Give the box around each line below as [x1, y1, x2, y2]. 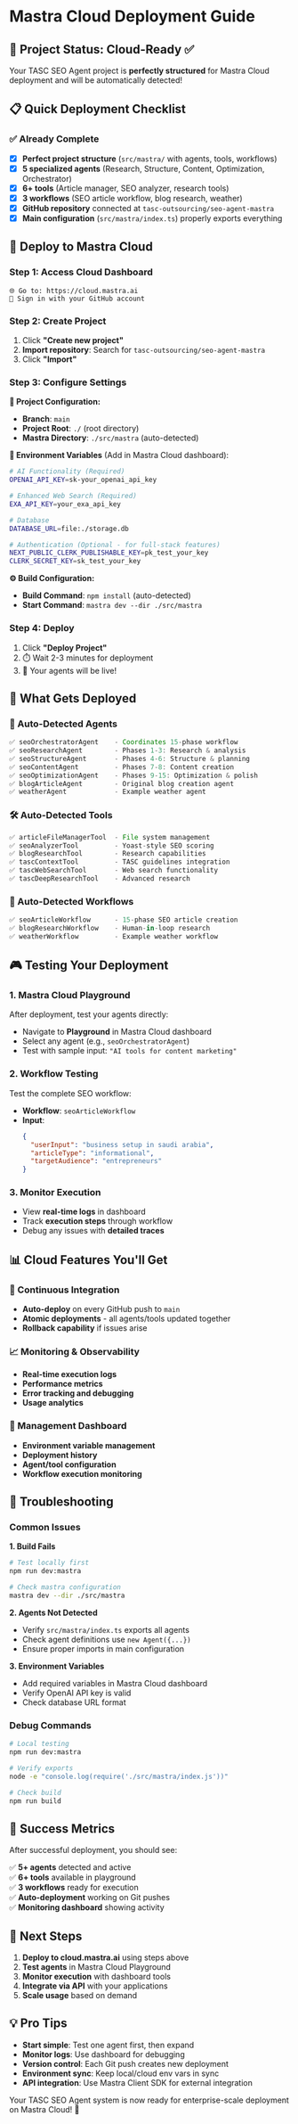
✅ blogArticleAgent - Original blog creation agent [9, 779, 234, 788]
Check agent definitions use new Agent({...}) [21, 1634, 191, 1644]
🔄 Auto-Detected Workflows [9, 895, 134, 907]
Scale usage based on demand [21, 1990, 138, 2001]
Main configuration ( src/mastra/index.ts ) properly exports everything [21, 213, 283, 224]
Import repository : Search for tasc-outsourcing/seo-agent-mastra [21, 345, 266, 356]
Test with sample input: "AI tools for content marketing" [21, 1046, 238, 1056]
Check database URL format [21, 1696, 126, 1708]
